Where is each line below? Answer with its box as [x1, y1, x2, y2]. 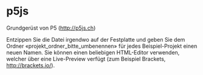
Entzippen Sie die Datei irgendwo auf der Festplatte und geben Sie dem [6, 36, 185, 43]
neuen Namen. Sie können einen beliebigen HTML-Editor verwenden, [6, 48, 180, 56]
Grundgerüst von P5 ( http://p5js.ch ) [6, 24, 96, 31]
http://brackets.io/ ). [6, 62, 55, 69]
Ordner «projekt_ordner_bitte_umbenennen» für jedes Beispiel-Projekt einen [6, 42, 198, 50]
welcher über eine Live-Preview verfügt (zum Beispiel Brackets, [6, 55, 166, 62]
